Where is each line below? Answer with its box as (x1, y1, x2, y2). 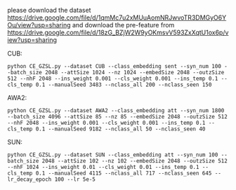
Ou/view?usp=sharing (7, 21, 72, 29)
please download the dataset (7, 6, 91, 14)
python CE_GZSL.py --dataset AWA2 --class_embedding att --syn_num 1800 (7, 107, 225, 114)
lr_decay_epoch (7, 176, 52, 183)
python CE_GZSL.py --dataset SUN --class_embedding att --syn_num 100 (7, 151, 218, 158)
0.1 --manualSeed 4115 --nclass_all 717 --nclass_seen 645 (35, 170, 212, 177)
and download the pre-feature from (72, 21, 175, 29)
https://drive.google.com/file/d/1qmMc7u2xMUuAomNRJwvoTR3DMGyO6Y (7, 13, 227, 22)
